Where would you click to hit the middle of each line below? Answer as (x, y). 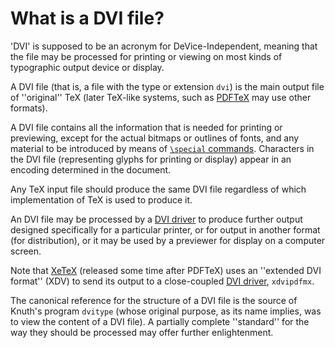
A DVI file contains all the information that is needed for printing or (146, 127)
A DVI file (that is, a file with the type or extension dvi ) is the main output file (167, 86)
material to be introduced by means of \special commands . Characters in (162, 148)
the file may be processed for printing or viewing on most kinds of (146, 56)
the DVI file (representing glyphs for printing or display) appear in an (151, 159)
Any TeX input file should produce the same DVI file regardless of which (158, 189)
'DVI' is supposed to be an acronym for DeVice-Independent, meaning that (164, 46)
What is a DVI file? (87, 18)
